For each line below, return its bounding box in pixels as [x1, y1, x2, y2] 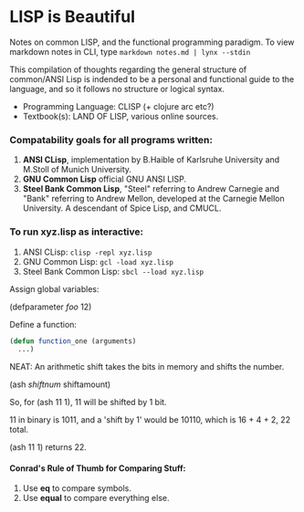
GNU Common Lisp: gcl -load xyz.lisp [22, 256, 173, 266]
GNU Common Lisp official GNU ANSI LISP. [22, 173, 187, 184]
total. [9, 424, 29, 435]
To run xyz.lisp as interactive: [9, 225, 144, 238]
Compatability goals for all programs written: [9, 133, 213, 146]
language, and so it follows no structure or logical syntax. [9, 83, 225, 94]
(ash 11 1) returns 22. [9, 442, 87, 453]
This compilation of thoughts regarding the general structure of [9, 64, 247, 75]
